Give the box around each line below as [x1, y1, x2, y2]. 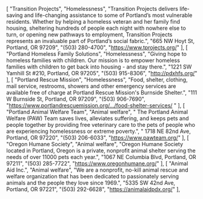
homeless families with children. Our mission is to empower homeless [6, 57, 181, 64]
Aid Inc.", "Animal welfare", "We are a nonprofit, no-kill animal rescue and [6, 166, 189, 174]
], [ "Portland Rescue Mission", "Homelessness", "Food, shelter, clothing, [6, 76, 188, 83]
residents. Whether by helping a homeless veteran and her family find [6, 18, 181, 25]
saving [6, 12, 23, 19]
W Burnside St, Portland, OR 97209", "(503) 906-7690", [6, 95, 145, 103]
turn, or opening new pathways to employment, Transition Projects [6, 31, 173, 38]
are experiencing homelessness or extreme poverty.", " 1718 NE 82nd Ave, [6, 127, 191, 135]
